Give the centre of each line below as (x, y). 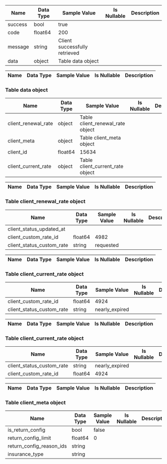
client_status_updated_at (37, 229)
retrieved (69, 53)
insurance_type (26, 454)
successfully (73, 47)
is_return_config (27, 430)
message (18, 47)
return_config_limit (29, 438)
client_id (17, 152)
